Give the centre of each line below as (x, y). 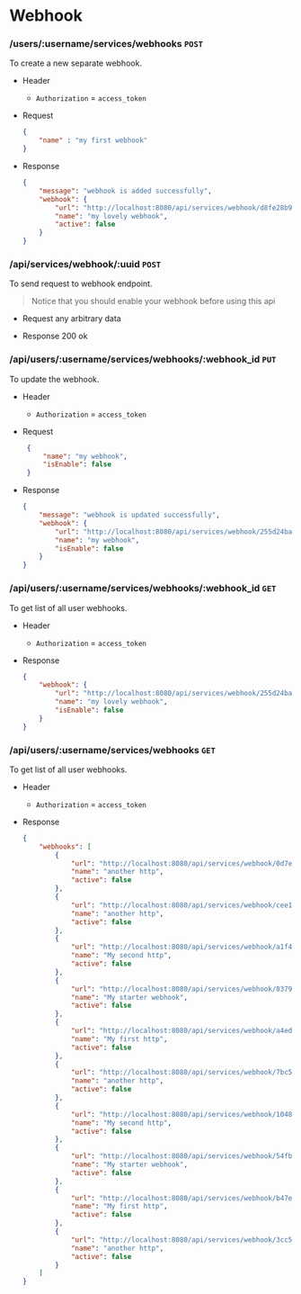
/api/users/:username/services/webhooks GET (112, 750)
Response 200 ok (55, 336)
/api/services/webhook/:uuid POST (85, 265)
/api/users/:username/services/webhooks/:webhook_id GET (143, 589)
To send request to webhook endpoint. (81, 283)
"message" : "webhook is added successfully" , (126, 191)
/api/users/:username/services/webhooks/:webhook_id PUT (143, 359)
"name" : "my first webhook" (93, 140)
